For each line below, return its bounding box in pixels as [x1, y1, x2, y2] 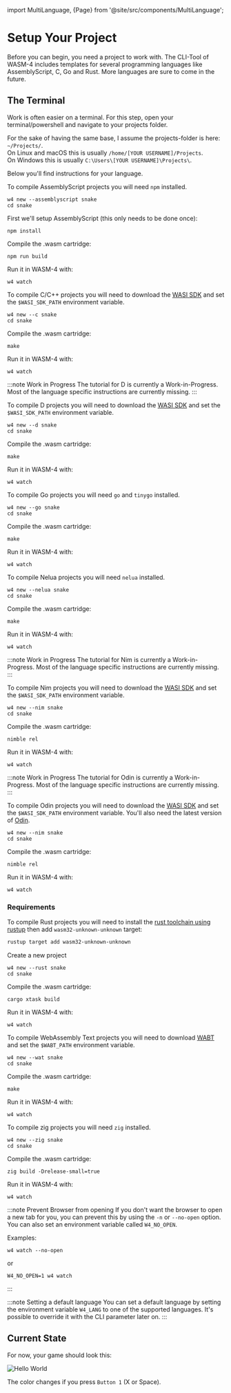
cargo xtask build [7, 995, 60, 1003]
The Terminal [7, 95, 66, 106]
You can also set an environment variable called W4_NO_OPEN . [7, 1220, 178, 1228]
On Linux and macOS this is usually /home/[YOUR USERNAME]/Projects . [7, 148, 203, 157]
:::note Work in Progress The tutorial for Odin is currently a [7, 773, 174, 781]
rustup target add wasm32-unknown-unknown [7, 939, 131, 946]
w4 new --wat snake [7, 1054, 63, 1061]
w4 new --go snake [7, 504, 60, 511]
